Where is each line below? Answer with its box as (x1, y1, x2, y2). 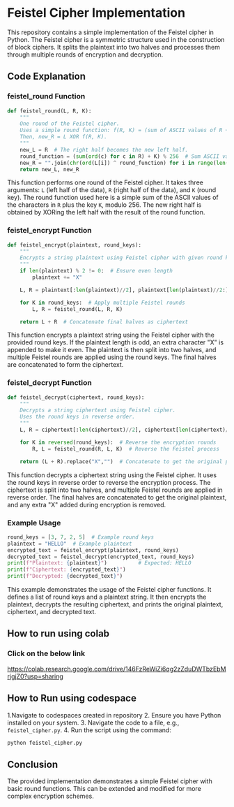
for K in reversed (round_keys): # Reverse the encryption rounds (19, 439, 217, 446)
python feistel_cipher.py (7, 739, 82, 746)
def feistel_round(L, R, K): (7, 107, 92, 115)
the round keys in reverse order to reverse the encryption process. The (7, 478, 211, 486)
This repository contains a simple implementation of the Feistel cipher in (7, 28, 214, 36)
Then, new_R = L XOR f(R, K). (19, 133, 108, 140)
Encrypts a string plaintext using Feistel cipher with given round (19, 254, 223, 261)
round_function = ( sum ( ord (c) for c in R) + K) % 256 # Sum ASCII (19, 152, 219, 160)
